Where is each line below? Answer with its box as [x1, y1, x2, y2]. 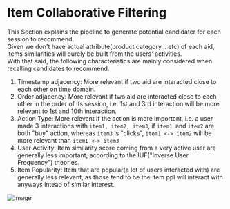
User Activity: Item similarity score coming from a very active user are [17, 143, 216, 152]
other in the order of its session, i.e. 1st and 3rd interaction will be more [17, 99, 220, 108]
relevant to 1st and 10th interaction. [17, 107, 117, 115]
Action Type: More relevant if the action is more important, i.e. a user [17, 114, 213, 122]
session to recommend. [7, 34, 75, 43]
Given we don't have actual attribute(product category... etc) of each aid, [7, 42, 215, 50]
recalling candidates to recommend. [7, 64, 110, 72]
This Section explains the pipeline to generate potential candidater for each [7, 28, 221, 36]
